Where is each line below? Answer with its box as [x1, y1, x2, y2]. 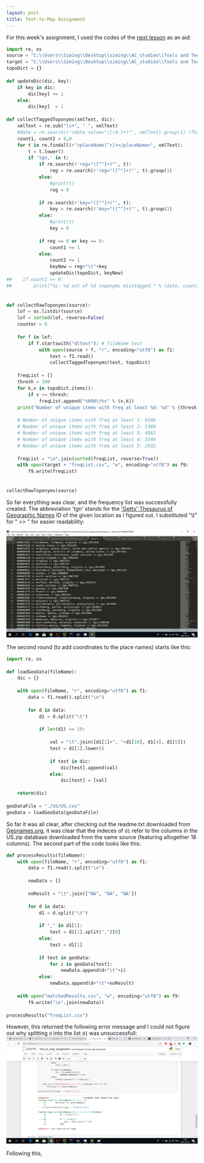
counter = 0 [17, 322, 47, 328]
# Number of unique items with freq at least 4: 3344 [17, 436, 156, 442]
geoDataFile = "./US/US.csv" [6, 803, 80, 809]
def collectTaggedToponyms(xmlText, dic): [6, 116, 115, 123]
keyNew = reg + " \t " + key [49, 264, 107, 270]
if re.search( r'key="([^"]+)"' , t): [38, 200, 132, 206]
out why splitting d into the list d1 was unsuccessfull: [6, 1030, 138, 1037]
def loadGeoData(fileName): [6, 669, 78, 675]
